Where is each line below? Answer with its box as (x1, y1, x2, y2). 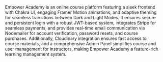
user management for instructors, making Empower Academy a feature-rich (5, 46, 159, 52)
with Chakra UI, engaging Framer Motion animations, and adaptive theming (5, 9, 157, 15)
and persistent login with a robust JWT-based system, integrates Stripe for (5, 20, 156, 26)
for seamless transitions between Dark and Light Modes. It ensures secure (5, 15, 156, 20)
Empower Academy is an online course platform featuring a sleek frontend (5, 4, 156, 10)
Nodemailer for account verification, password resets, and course (5, 31, 138, 36)
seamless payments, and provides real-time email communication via (5, 25, 145, 31)
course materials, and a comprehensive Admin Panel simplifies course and (5, 41, 156, 46)
